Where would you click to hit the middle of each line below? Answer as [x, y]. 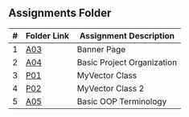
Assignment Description [127, 35]
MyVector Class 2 [111, 88]
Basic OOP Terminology [122, 101]
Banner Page [101, 49]
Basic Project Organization [127, 62]
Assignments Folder [60, 13]
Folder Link [47, 35]
